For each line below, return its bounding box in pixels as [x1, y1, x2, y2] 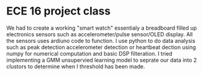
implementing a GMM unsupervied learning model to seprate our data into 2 [6, 56, 197, 64]
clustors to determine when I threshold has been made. [6, 62, 145, 70]
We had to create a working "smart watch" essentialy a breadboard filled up [6, 24, 197, 31]
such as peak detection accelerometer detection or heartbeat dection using [6, 44, 196, 51]
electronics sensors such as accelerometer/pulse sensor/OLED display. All [6, 30, 193, 37]
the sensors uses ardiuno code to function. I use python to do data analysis [6, 37, 196, 44]
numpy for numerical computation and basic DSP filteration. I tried [6, 50, 173, 57]
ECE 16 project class [6, 4, 111, 18]
